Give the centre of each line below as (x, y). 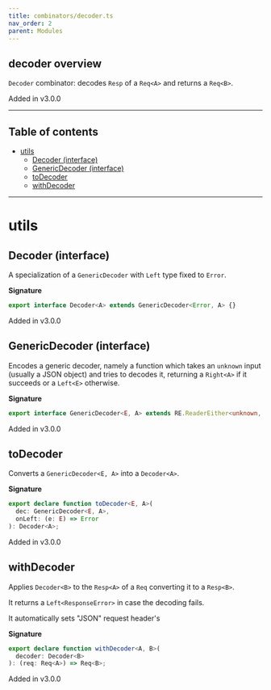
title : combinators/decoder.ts (61, 16)
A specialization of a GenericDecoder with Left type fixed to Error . (118, 275)
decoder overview (55, 63)
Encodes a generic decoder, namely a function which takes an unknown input (135, 365)
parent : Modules (35, 31)
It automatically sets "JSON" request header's (84, 618)
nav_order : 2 (30, 23)
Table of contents (53, 131)
